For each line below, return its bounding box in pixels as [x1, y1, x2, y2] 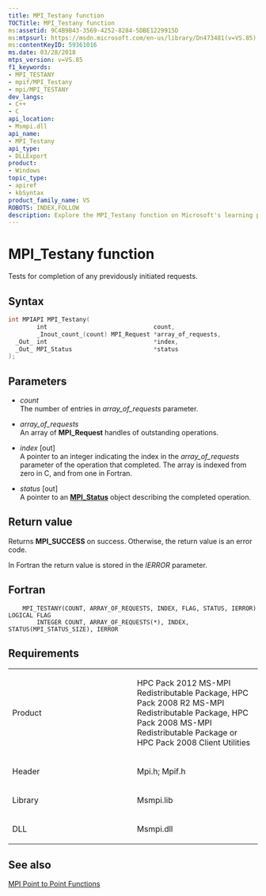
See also [8, 858, 51, 871]
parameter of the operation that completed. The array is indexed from [19, 460, 247, 469]
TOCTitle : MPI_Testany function [8, 19, 115, 27]
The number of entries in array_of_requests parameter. [19, 404, 199, 414]
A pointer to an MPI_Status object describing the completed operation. [19, 492, 252, 502]
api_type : [8, 145, 41, 153]
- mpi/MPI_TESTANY [8, 85, 69, 94]
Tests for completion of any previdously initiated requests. [8, 272, 198, 281]
